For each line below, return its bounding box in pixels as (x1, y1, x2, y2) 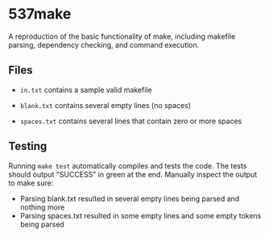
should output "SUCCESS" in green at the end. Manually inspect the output (8, 169, 258, 179)
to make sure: (8, 178, 54, 188)
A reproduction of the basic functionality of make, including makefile (8, 31, 236, 41)
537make (8, 5, 72, 23)
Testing (8, 139, 48, 153)
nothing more (19, 202, 65, 212)
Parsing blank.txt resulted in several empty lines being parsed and (19, 193, 240, 203)
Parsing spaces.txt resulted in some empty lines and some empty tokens (19, 210, 262, 220)
